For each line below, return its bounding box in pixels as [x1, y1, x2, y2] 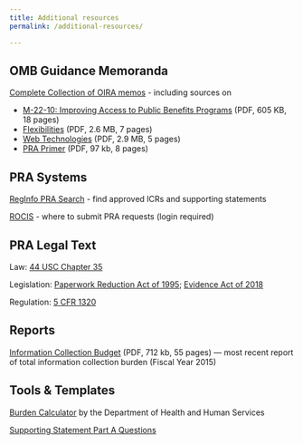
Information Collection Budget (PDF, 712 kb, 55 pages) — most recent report [9, 346, 294, 358]
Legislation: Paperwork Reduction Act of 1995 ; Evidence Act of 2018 [9, 278, 264, 290]
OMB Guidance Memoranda [9, 63, 169, 78]
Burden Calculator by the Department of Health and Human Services [9, 407, 265, 418]
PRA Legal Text [9, 237, 97, 253]
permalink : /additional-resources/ [9, 22, 144, 31]
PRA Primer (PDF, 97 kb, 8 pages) [22, 143, 149, 154]
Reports [9, 323, 56, 338]
